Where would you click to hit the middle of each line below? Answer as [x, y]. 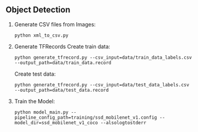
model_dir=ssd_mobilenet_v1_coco [56, 122]
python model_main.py [41, 112]
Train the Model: [34, 101]
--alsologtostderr [123, 122]
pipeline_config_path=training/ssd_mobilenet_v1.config [85, 117]
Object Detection [38, 10]
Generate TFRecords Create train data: [62, 46]
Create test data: [35, 74]
